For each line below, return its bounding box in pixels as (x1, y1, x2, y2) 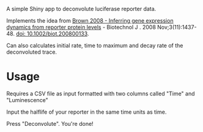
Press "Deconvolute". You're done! (6, 120, 94, 127)
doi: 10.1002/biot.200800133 (16, 30, 87, 37)
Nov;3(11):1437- (157, 24, 197, 31)
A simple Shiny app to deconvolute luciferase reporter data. (6, 5, 157, 12)
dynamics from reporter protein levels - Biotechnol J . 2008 (6, 24, 156, 31)
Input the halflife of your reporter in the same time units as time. (6, 108, 167, 116)
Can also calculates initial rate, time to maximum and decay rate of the (6, 42, 183, 49)
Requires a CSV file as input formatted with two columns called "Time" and (6, 90, 195, 97)
